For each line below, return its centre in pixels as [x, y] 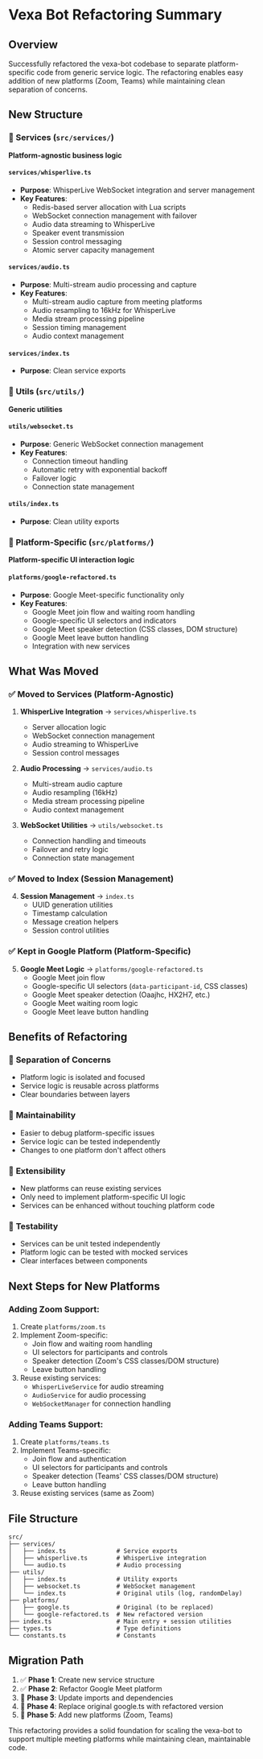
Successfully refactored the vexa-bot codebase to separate [107, 64]
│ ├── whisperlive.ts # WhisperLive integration [107, 1559]
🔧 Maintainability [42, 1115]
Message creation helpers [75, 922]
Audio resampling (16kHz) [75, 793]
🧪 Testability [33, 1226]
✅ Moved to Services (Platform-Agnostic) [91, 694]
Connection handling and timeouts [89, 841]
